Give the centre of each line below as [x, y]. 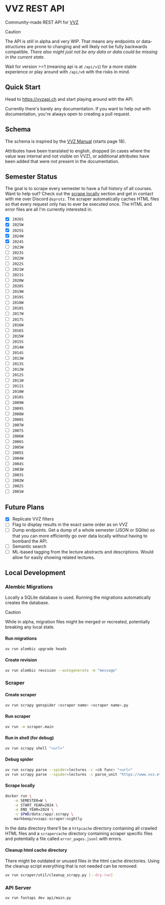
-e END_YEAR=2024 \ [34, 810]
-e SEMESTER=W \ [31, 801]
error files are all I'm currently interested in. [49, 209]
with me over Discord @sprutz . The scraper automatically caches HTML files [82, 199]
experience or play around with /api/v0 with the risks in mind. [68, 71]
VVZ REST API [35, 9]
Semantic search [29, 546]
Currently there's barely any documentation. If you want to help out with [78, 108]
